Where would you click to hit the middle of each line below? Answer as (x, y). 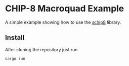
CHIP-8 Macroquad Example (65, 9)
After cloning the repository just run (41, 49)
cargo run (15, 59)
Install (15, 38)
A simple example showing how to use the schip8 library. (63, 22)
